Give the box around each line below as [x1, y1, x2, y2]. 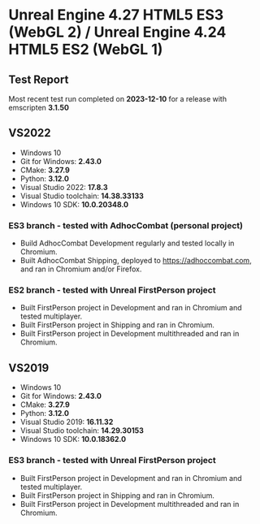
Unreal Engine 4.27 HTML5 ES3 [8, 6, 224, 24]
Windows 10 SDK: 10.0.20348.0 [19, 199, 129, 209]
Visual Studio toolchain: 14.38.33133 [19, 191, 145, 201]
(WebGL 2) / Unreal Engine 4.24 [8, 23, 227, 41]
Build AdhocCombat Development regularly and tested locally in [19, 238, 235, 249]
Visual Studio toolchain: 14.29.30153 [19, 426, 145, 435]
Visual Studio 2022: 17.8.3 [19, 182, 108, 192]
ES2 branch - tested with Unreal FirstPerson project [8, 284, 216, 296]
